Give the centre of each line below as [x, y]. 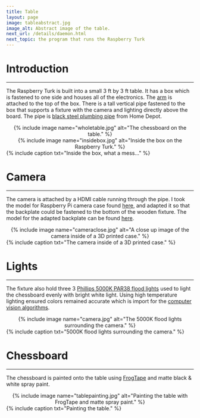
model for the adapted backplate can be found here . [70, 218]
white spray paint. [28, 384]
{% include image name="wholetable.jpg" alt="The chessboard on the [100, 127]
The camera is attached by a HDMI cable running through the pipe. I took [96, 199]
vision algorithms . [28, 307]
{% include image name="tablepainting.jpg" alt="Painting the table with [100, 395]
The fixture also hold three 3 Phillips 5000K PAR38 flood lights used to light [99, 288]
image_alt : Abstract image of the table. [58, 28]
